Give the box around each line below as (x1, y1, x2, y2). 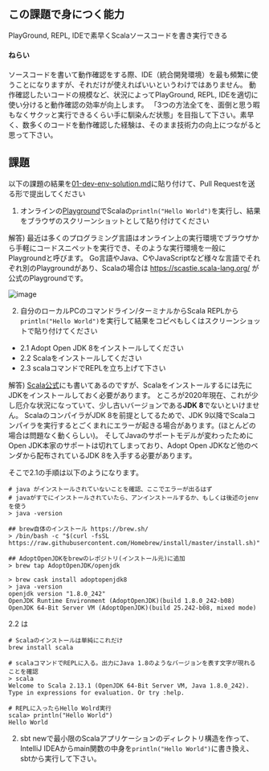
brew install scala (8, 643, 74, 651)
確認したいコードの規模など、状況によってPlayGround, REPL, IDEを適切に (14, 90, 259, 100)
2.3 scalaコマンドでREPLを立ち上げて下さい (19, 363, 166, 372)
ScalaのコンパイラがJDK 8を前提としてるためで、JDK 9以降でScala (23, 410, 249, 420)
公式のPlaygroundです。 (8, 273, 88, 283)
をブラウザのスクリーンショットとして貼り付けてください (19, 215, 210, 225)
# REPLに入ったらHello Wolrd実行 (8, 704, 112, 712)
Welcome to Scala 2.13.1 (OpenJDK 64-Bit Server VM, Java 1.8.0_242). (8, 682, 250, 690)
